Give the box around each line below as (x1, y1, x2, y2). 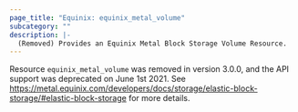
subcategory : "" (9, 22, 71, 31)
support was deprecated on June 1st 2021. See (9, 74, 187, 85)
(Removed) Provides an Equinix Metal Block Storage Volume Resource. (17, 38, 287, 48)
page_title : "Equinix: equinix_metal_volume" (9, 13, 185, 23)
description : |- (9, 30, 71, 39)
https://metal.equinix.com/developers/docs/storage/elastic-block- (9, 83, 258, 94)
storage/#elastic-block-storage (9, 93, 128, 104)
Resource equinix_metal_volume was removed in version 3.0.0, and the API (9, 64, 290, 75)
